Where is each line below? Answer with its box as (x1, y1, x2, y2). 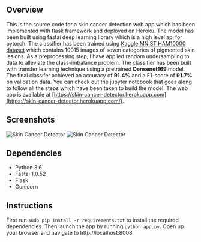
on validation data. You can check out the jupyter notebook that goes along (6, 78, 192, 85)
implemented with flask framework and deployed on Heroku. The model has (6, 27, 194, 34)
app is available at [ (6, 91, 55, 98)
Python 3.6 (14, 164, 42, 171)
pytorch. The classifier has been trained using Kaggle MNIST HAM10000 (6, 40, 186, 47)
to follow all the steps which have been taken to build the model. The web (6, 84, 188, 92)
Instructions (6, 201, 53, 211)
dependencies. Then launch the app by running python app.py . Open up (6, 223, 184, 230)
